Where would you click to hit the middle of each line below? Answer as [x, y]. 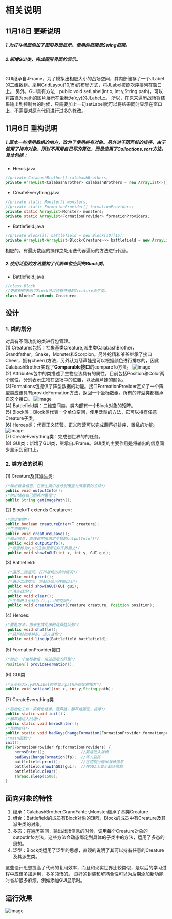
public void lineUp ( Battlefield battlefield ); [58, 639]
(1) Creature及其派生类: [30, 476]
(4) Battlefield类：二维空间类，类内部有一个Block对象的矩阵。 [70, 405]
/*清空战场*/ [20, 591]
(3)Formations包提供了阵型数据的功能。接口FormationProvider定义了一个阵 [84, 386]
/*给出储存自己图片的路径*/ [31, 495]
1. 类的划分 [18, 329]
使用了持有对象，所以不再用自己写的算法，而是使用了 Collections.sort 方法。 [86, 149]
